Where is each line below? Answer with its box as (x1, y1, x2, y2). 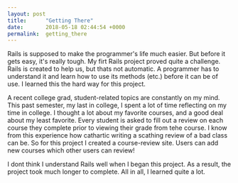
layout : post (7, 10, 46, 18)
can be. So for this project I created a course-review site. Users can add (7, 139, 219, 148)
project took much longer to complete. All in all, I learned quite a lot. (7, 167, 206, 176)
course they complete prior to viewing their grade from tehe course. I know (7, 123, 227, 132)
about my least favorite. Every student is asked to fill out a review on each (7, 116, 224, 125)
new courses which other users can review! (7, 146, 135, 155)
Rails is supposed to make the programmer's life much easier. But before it (7, 50, 226, 58)
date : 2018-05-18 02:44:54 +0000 (7, 23, 126, 30)
